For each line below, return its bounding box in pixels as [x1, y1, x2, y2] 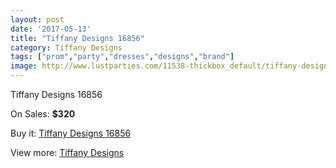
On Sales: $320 [10, 108, 76, 120]
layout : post [10, 14, 65, 25]
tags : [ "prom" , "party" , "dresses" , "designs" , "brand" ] [10, 52, 235, 62]
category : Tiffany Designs [10, 42, 123, 53]
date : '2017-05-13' [10, 24, 92, 34]
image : [10, 61, 38, 71]
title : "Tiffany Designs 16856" [10, 33, 145, 43]
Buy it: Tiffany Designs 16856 [10, 127, 132, 139]
